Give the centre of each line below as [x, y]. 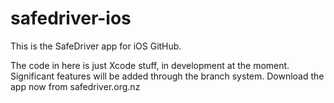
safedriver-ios [71, 18]
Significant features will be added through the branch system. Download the [167, 76]
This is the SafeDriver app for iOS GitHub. [96, 46]
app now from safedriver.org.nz [75, 86]
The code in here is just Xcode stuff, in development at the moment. [150, 65]
